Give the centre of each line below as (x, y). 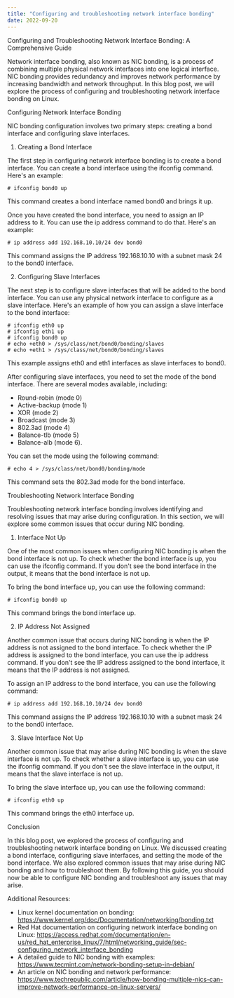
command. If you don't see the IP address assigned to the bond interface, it (116, 662)
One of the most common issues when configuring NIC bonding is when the (117, 551)
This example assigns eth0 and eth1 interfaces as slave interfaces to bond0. (117, 363)
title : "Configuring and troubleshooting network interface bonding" (111, 14)
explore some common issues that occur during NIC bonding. (96, 524)
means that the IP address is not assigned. (69, 670)
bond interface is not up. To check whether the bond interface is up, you (112, 558)
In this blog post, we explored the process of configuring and (95, 840)
